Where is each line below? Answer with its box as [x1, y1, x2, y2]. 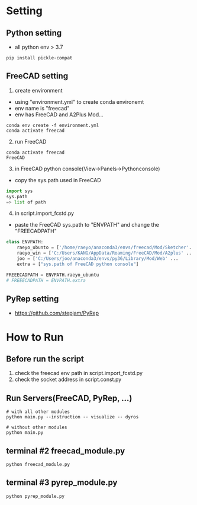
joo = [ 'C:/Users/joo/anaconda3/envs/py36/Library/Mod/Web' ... [17, 256, 179, 262]
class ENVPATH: [6, 239, 44, 245]
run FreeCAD [14, 138, 47, 145]
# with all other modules [6, 409, 70, 415]
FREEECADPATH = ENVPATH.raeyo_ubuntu [6, 272, 99, 278]
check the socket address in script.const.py [14, 376, 122, 383]
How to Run [6, 331, 64, 344]
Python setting [6, 28, 62, 38]
